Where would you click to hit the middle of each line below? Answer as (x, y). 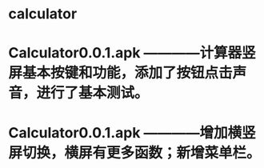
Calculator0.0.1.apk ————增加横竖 (132, 132)
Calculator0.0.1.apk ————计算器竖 (132, 53)
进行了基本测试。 (93, 93)
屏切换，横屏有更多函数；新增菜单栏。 (135, 152)
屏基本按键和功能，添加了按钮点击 (121, 73)
